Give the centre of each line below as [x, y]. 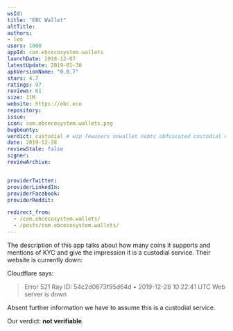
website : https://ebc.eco [44, 104]
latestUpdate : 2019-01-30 [44, 65]
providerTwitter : [32, 180]
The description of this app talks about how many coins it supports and [109, 245]
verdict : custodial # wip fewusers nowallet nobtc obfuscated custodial [114, 136]
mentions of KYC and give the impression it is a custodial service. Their [109, 252]
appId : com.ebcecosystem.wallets [55, 53]
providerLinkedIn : [34, 187]
